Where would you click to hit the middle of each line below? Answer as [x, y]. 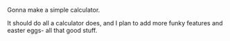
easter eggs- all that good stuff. [52, 30]
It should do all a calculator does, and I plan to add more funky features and [115, 23]
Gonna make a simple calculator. [54, 10]
